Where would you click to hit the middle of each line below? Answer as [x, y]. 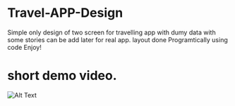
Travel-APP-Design [65, 13]
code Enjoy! [25, 47]
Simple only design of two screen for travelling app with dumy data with [112, 32]
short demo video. [62, 76]
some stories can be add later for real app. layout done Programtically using [117, 39]
